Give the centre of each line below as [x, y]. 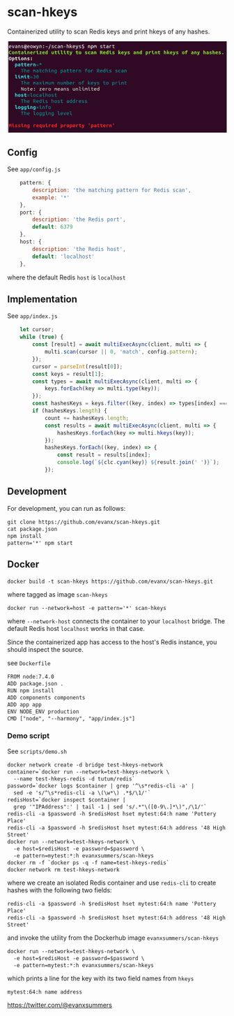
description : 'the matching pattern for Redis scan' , [112, 190]
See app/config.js [34, 169]
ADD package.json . [36, 683]
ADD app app [24, 704]
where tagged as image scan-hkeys [57, 594]
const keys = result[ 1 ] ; [68, 374]
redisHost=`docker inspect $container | [67, 800]
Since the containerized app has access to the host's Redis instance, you [112, 642]
